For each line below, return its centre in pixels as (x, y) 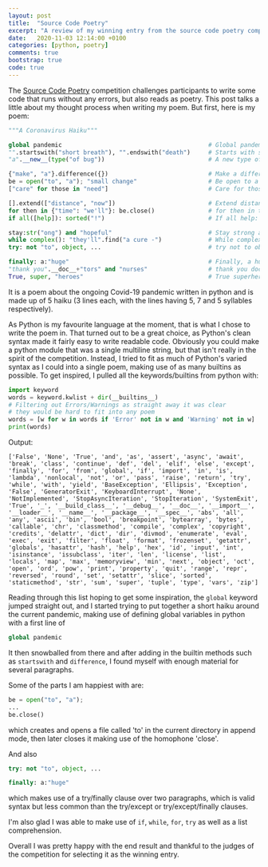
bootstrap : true (35, 61)
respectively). (31, 309)
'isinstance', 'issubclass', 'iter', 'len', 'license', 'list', (117, 555)
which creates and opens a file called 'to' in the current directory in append (132, 730)
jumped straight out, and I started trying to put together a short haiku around (134, 606)
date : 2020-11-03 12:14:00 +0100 (67, 38)
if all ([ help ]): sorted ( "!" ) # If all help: (134, 218)
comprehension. (35, 830)
